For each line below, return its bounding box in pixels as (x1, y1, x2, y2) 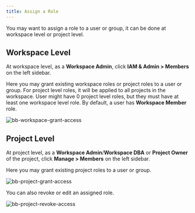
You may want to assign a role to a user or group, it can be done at (6, 25, 166, 32)
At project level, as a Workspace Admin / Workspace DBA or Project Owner (6, 149, 188, 156)
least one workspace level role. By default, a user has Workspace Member (6, 99, 187, 106)
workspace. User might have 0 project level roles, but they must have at (6, 93, 179, 100)
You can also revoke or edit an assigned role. (6, 189, 114, 196)
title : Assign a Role (6, 8, 59, 15)
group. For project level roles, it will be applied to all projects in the (6, 87, 166, 94)
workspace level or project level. (6, 30, 85, 38)
